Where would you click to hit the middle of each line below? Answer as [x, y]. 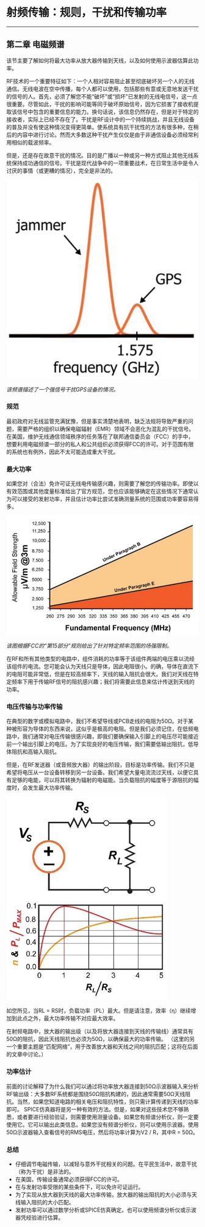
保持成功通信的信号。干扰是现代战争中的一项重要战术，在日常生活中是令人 [105, 163]
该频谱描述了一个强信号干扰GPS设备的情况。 [63, 389]
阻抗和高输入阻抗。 [35, 752]
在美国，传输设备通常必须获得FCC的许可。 [69, 1179]
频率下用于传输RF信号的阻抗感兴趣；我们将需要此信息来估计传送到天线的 [103, 682]
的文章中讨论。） [27, 1054]
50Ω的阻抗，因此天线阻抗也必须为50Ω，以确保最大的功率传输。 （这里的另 [101, 1039]
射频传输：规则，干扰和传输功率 [87, 13]
